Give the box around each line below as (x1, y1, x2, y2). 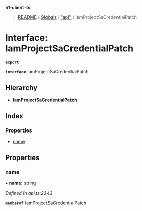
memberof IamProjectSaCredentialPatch (5, 200, 87, 206)
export (5, 60, 19, 65)
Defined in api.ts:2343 (5, 190, 53, 196)
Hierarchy (5, 84, 38, 92)
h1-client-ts (5, 5, 31, 10)
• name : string (5, 180, 36, 187)
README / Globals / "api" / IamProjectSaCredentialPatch (17, 14, 137, 20)
